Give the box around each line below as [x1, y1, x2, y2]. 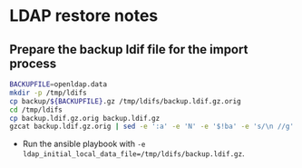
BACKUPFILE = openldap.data [9, 80, 107, 89]
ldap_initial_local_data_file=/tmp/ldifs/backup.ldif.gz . [22, 148, 245, 159]
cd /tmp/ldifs [9, 105, 63, 114]
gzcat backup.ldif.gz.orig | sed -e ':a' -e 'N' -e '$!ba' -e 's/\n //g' [9, 122, 295, 132]
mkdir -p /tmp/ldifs [9, 88, 88, 97]
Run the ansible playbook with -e [22, 138, 146, 150]
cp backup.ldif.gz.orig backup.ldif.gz [9, 114, 161, 123]
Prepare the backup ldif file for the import [9, 42, 248, 57]
